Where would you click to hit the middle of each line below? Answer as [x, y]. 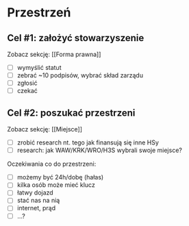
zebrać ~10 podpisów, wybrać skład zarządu [80, 75]
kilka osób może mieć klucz [56, 185]
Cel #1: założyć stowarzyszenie [76, 38]
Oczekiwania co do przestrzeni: [52, 164]
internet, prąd [36, 208]
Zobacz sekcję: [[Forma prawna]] [54, 54]
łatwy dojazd [35, 192]
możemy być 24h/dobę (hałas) [60, 177]
